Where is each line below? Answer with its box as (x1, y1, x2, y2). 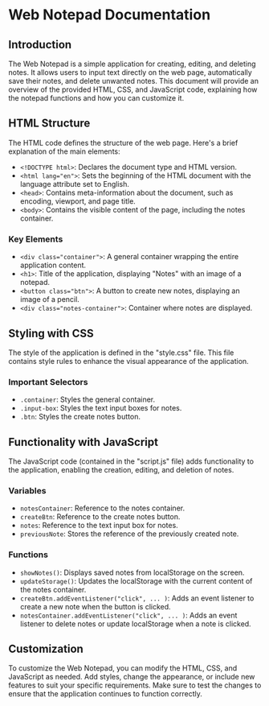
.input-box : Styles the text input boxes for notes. (19, 403, 182, 413)
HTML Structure (8, 117, 91, 130)
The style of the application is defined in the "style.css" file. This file (8, 348, 234, 357)
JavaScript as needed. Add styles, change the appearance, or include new (8, 672, 255, 682)
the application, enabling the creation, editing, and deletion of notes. (8, 465, 234, 475)
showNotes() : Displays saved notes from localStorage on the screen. (19, 568, 245, 577)
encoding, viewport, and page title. (19, 196, 137, 206)
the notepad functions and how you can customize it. (8, 93, 185, 102)
